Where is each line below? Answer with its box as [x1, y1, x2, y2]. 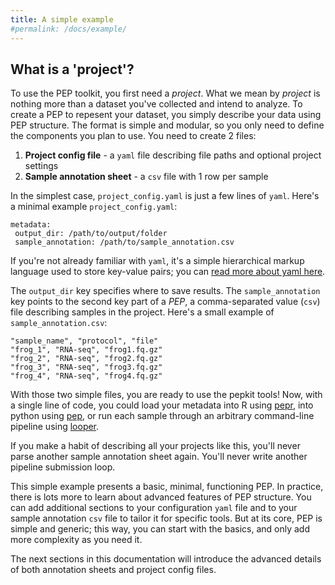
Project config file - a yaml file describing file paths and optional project [24, 149, 322, 161]
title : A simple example [10, 14, 114, 25]
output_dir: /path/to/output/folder [14, 229, 168, 239]
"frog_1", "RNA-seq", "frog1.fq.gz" [10, 345, 163, 355]
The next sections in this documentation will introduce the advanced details [10, 553, 322, 565]
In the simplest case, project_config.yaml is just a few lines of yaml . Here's [10, 190, 320, 202]
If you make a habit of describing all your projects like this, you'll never [10, 440, 301, 452]
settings [24, 160, 59, 172]
